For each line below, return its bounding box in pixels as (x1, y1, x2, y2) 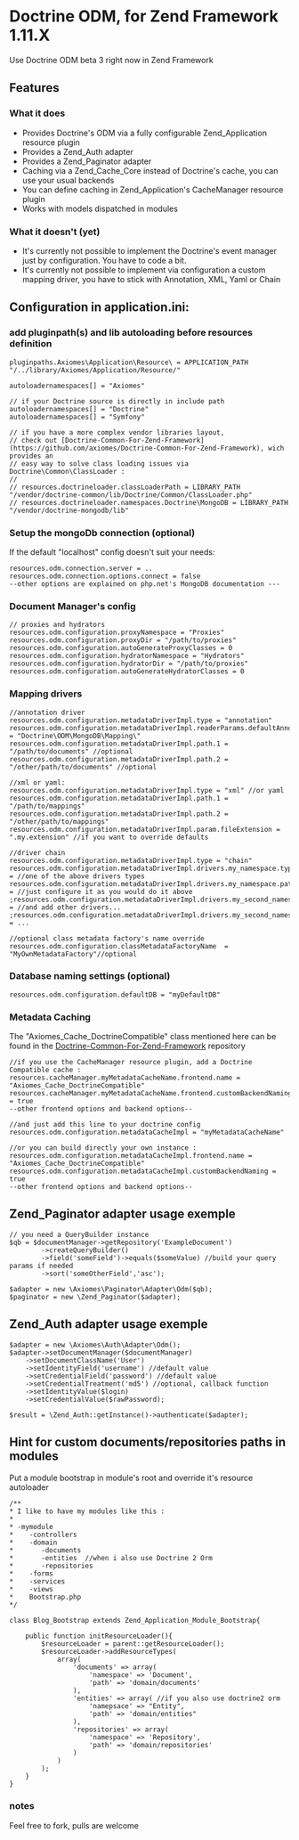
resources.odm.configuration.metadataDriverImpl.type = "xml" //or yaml (9, 786, 285, 794)
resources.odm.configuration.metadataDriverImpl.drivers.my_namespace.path (9, 879, 296, 888)
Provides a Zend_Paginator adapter (21, 156, 152, 167)
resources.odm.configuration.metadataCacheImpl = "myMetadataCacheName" (9, 1128, 285, 1137)
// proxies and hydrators (9, 621, 105, 630)
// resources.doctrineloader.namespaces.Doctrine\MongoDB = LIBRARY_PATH (9, 498, 289, 507)
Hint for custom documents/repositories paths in (9, 1435, 287, 1450)
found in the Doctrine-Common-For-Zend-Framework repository (9, 1040, 246, 1052)
